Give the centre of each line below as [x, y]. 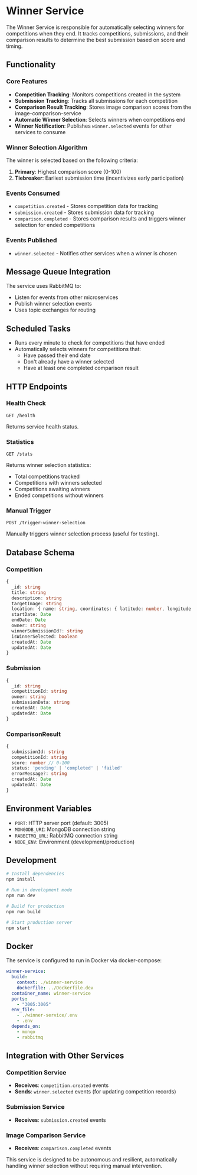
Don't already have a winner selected [69, 362]
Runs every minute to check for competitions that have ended [90, 343]
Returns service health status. [42, 426]
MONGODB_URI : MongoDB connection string [65, 829]
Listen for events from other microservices [66, 297]
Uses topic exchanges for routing [55, 310]
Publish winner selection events [53, 304]
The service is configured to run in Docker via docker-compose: [84, 960]
